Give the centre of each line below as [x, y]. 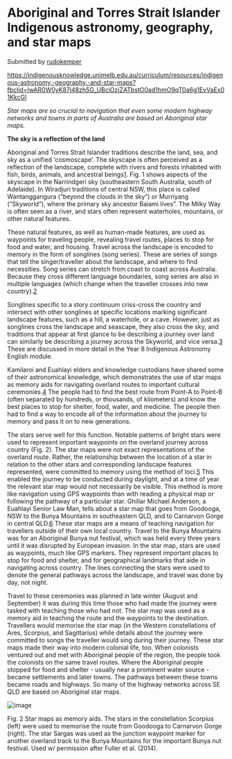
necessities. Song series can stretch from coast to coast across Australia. [112, 269]
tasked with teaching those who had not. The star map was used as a [106, 610]
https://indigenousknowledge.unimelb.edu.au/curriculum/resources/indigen [115, 75]
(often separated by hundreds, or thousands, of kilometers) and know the [112, 399]
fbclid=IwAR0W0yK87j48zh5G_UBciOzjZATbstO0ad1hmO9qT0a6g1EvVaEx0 [116, 90]
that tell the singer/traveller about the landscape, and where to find [102, 261]
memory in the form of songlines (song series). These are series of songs [112, 254]
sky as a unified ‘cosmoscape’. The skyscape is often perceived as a [105, 159]
